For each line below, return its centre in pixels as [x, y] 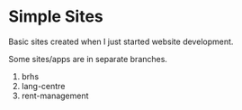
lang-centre [43, 86]
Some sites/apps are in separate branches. [88, 59]
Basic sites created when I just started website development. [121, 41]
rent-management [55, 96]
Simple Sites [56, 17]
